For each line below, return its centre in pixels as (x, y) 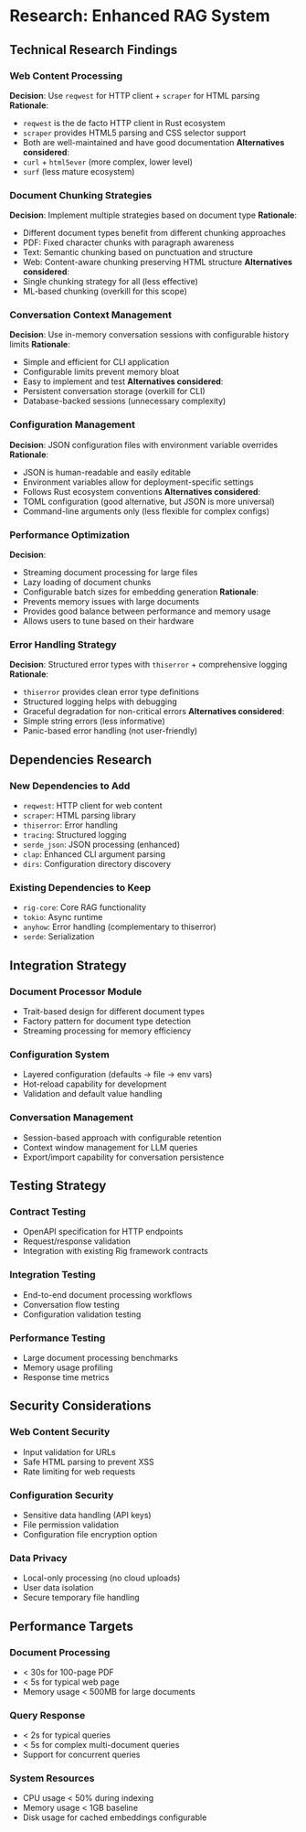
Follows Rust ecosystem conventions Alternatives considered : (142, 491)
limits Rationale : (40, 345)
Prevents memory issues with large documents (111, 602)
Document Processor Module (76, 991)
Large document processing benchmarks (100, 1357)
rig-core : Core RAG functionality (84, 907)
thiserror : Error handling (70, 825)
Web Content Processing (66, 76)
